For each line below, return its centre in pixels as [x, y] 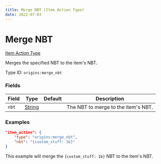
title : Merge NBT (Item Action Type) [45, 10]
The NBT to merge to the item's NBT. [110, 107]
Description [110, 98]
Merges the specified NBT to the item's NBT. [51, 63]
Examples [18, 122]
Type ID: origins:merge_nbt [34, 73]
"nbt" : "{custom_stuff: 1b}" [45, 142]
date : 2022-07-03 [23, 15]
